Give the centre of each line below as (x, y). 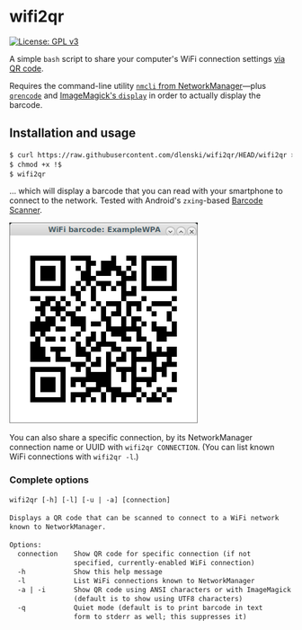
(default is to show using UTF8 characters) (158, 599)
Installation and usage (73, 133)
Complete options (49, 480)
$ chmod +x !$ (36, 164)
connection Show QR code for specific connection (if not (134, 554)
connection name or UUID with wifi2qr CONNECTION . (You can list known (142, 448)
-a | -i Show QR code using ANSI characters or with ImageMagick (155, 590)
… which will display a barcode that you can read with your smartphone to (146, 191)
